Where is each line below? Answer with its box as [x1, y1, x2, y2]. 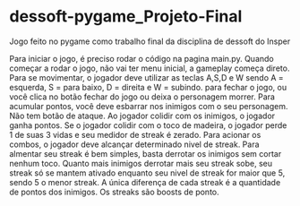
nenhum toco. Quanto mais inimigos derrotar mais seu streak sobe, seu [9, 158, 273, 168]
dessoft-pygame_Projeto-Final [9, 6, 243, 27]
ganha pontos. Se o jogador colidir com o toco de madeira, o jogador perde [9, 119, 287, 131]
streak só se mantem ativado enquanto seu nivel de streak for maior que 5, [9, 167, 286, 178]
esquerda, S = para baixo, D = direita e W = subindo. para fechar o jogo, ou [9, 82, 287, 92]
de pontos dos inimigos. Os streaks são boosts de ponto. [9, 186, 219, 197]
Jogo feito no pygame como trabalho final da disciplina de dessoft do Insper [9, 36, 291, 47]
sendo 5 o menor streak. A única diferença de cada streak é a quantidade [9, 176, 281, 187]
